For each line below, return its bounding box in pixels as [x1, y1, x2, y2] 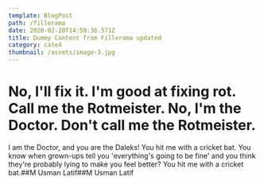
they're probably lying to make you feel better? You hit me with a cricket [8, 159, 244, 169]
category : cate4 [8, 41, 62, 49]
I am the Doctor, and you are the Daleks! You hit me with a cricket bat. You [8, 142, 251, 151]
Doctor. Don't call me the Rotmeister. [8, 117, 256, 135]
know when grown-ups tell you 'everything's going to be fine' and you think [8, 151, 256, 160]
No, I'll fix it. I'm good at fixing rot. [8, 82, 236, 101]
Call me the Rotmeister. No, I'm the [8, 100, 242, 117]
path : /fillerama [8, 19, 66, 27]
